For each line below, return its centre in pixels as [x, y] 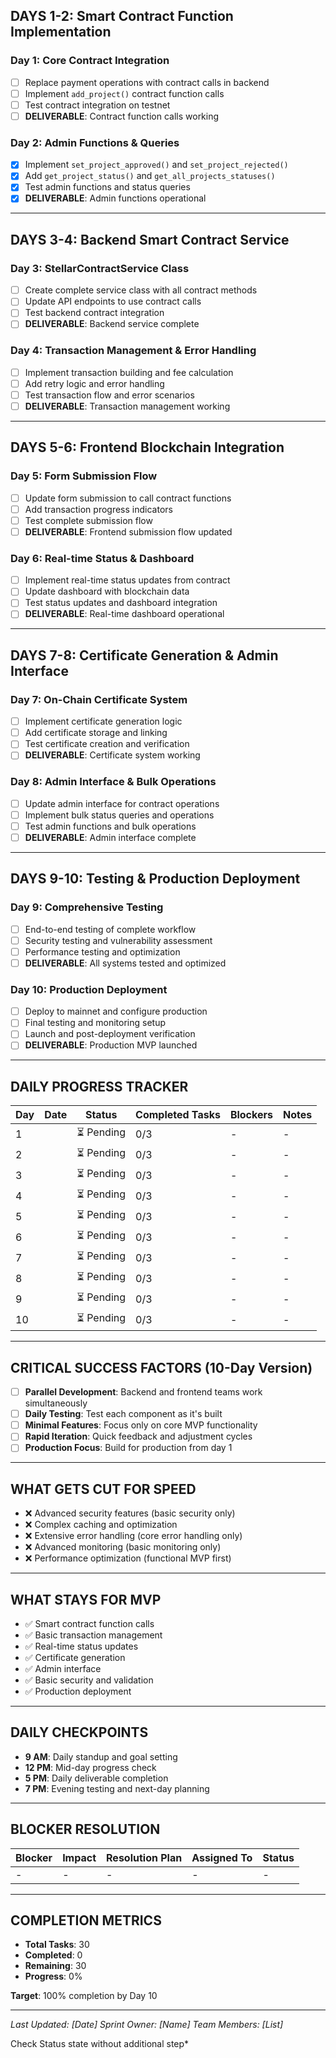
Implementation [61, 32]
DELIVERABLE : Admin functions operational [115, 198]
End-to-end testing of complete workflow [110, 929]
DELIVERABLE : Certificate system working [112, 755]
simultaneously [56, 1403]
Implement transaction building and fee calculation [129, 372]
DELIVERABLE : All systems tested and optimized [125, 963]
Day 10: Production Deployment [89, 989]
